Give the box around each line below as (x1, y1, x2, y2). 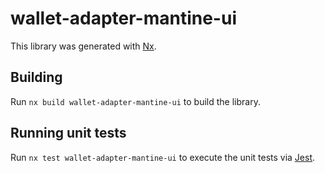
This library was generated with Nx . (10, 40, 157, 52)
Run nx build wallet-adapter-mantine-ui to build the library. (10, 95, 261, 107)
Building (10, 69, 63, 86)
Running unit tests (10, 125, 127, 142)
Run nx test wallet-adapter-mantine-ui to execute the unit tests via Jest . (10, 151, 316, 163)
